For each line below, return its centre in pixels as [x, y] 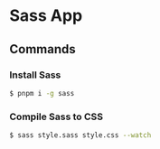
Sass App [46, 16]
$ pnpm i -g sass [42, 93]
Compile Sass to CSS [56, 116]
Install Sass [35, 75]
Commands [43, 49]
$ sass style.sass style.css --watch [80, 135]
